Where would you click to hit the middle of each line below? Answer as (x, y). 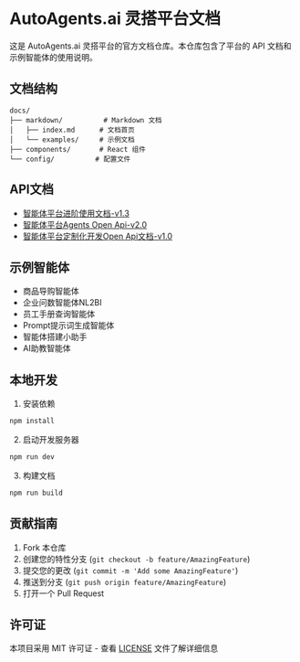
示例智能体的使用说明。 (53, 57)
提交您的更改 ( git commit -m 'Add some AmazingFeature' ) (130, 570)
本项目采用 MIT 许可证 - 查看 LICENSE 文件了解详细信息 (114, 648)
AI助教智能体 (47, 348)
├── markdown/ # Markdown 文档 (86, 120)
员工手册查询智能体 (59, 314)
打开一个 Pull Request (63, 593)
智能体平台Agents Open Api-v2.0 (85, 224)
